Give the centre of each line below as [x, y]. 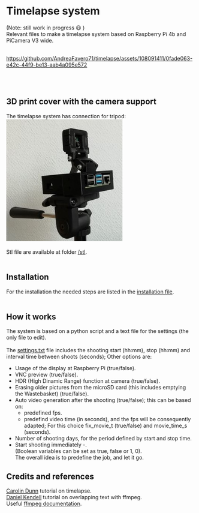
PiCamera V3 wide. [30, 40]
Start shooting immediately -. [51, 445]
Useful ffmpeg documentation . [44, 504]
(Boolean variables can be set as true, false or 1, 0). [78, 451]
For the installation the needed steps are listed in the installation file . [90, 292]
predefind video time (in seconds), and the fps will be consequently [107, 419]
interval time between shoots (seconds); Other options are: [79, 357]
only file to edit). [26, 338]
